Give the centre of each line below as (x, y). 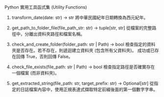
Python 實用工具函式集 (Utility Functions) (46, 7)
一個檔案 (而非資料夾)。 (35, 73)
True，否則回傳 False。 (49, 57)
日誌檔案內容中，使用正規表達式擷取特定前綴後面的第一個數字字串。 (89, 89)
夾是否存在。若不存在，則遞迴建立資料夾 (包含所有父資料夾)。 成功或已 (83, 50)
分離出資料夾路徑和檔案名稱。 (55, 34)
